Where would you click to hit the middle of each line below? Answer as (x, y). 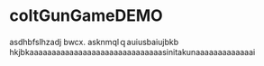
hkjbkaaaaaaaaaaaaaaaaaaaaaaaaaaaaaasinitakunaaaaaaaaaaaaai (132, 52)
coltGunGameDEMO (86, 16)
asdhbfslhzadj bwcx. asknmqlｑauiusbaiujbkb (94, 42)
